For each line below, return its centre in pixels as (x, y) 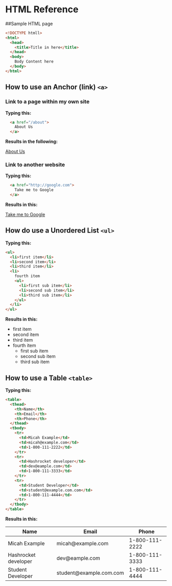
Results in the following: (31, 141)
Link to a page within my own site (47, 102)
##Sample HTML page (29, 24)
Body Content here (34, 62)
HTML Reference (42, 9)
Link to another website (35, 165)
